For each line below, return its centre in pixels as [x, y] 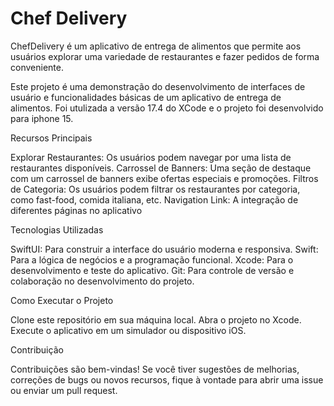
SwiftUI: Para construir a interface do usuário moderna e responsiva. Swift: [164, 249]
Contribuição [37, 349]
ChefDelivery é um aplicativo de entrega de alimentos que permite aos [156, 46]
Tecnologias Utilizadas [57, 229]
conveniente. [37, 67]
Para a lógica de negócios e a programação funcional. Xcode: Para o [152, 259]
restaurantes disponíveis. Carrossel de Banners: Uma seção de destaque [161, 168]
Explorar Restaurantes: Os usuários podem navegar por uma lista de [151, 157]
